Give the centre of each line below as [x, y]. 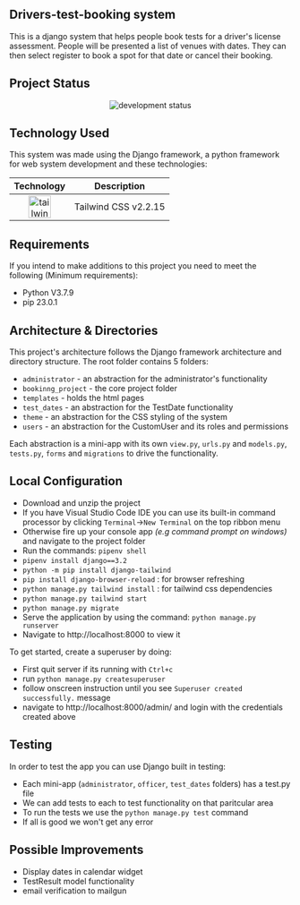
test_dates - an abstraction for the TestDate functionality [128, 407]
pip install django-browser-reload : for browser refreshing [133, 579]
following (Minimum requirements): [74, 276]
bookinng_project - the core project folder [99, 388]
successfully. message [66, 697]
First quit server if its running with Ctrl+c [97, 669]
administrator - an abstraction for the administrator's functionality [145, 379]
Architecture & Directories [84, 330]
